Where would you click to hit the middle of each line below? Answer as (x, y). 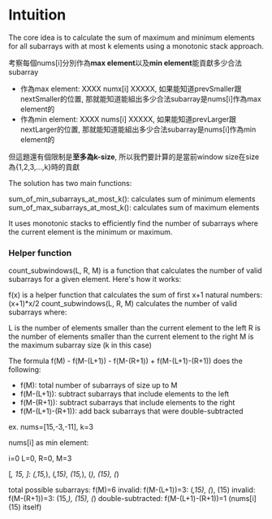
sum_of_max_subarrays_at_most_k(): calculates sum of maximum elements (134, 207)
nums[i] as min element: (49, 443)
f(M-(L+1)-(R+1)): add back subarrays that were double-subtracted (132, 411)
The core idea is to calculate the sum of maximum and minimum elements (132, 37)
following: (25, 370)
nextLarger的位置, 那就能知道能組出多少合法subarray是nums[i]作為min (138, 129)
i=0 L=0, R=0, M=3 (40, 458)
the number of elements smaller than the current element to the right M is (131, 337)
